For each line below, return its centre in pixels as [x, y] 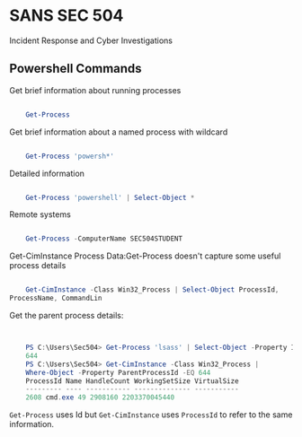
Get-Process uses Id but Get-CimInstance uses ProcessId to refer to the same [151, 415]
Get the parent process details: [67, 315]
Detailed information [47, 173]
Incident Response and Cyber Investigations [91, 40]
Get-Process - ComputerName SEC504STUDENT [104, 239]
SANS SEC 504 [67, 16]
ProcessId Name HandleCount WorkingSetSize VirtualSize [133, 381]
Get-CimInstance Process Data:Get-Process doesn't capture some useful [145, 256]
